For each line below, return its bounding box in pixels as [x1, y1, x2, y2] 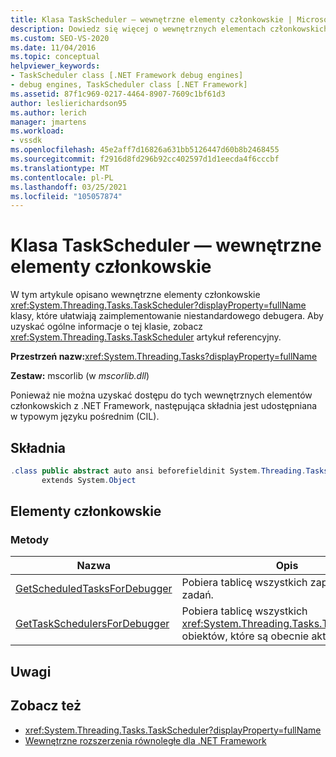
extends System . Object [41, 475, 137, 485]
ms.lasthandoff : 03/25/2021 [10, 182, 128, 192]
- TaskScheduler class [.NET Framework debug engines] [10, 71, 244, 81]
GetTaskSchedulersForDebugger [15, 617, 170, 631]
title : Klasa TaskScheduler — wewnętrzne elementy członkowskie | [10, 14, 293, 25]
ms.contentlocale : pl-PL [10, 172, 114, 183]
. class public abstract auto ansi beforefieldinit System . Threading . [10, 466, 307, 476]
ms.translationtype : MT [10, 163, 110, 173]
